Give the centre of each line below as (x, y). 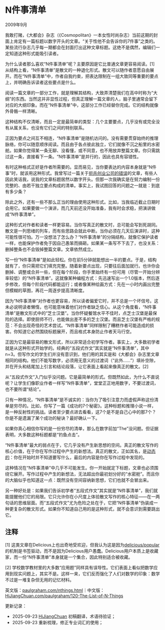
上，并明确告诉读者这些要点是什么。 (42, 82)
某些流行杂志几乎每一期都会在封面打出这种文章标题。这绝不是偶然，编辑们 (80, 47)
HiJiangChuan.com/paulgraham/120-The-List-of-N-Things (64, 596)
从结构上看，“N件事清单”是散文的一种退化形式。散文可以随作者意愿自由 (77, 70)
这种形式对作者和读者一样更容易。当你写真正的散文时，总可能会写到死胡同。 (82, 224)
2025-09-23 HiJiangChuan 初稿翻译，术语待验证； (64, 616)
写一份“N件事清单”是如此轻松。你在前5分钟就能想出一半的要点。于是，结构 (81, 260)
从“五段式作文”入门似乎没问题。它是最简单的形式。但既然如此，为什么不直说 (82, 377)
